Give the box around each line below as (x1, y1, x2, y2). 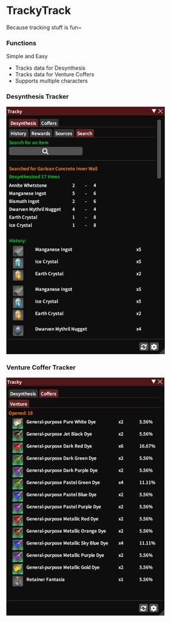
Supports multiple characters (15, 77, 88, 85)
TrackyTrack (6, 4, 72, 18)
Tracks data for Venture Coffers (15, 71, 95, 78)
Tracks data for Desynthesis (15, 64, 86, 72)
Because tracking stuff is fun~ (6, 24, 82, 31)
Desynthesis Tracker (6, 92, 69, 101)
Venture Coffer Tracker (6, 363, 76, 372)
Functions (6, 39, 36, 47)
